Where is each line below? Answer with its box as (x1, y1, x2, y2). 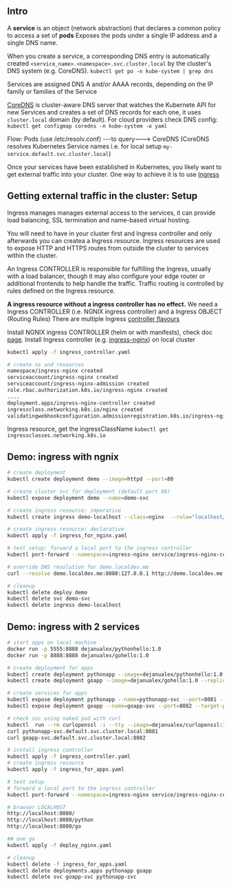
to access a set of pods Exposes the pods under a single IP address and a (7, 31, 218, 39)
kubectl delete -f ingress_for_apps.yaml (7, 861, 128, 868)
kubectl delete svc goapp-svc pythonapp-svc (7, 873, 137, 881)
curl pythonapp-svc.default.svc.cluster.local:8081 (7, 728, 158, 734)
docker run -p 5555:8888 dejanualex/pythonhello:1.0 (7, 645, 162, 652)
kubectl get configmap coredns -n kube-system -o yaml (7, 122, 168, 130)
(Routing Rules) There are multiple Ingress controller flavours (7, 314, 180, 323)
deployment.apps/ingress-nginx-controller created (7, 400, 155, 407)
